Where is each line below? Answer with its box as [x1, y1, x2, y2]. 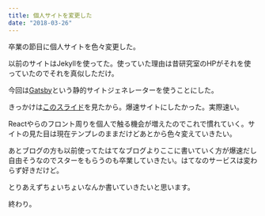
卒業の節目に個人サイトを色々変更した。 [8, 41, 140, 51]
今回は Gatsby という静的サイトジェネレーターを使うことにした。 [8, 85, 219, 95]
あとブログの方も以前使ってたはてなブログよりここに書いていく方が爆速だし [8, 146, 257, 155]
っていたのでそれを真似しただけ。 [8, 68, 119, 78]
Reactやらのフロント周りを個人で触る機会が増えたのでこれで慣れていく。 [8, 119, 248, 128]
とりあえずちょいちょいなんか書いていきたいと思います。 [8, 182, 195, 191]
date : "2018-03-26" [8, 19, 73, 27]
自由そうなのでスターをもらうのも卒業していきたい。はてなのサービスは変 [8, 155, 251, 165]
